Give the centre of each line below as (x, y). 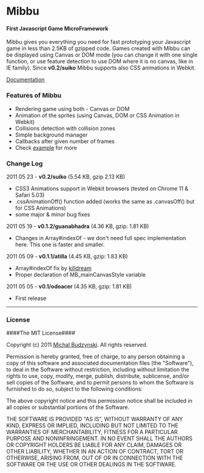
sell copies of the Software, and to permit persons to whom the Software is (100, 383)
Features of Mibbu (34, 96)
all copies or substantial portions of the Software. (68, 407)
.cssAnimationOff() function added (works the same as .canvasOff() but (105, 201)
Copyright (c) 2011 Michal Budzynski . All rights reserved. (77, 345)
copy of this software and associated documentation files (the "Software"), (100, 363)
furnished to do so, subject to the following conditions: (74, 389)
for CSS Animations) (40, 208)
